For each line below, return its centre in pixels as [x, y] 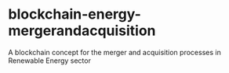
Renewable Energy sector [50, 61]
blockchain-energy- [75, 14]
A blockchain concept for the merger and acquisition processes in [114, 52]
